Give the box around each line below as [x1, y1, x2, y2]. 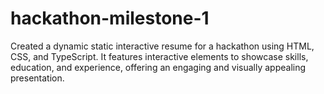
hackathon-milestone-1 [10, 7, 210, 30]
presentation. [10, 72, 65, 84]
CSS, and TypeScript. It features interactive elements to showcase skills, [10, 50, 309, 62]
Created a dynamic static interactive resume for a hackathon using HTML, [10, 40, 315, 52]
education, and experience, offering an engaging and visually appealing [10, 61, 307, 73]
